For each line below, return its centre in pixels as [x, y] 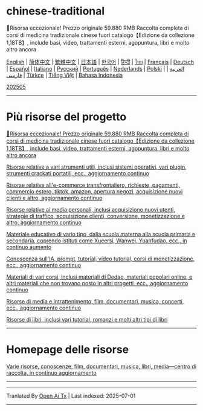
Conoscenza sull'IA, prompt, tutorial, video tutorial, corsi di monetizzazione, [101, 259]
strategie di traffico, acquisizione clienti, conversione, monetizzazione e [96, 216]
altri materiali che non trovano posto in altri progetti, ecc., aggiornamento [97, 283]
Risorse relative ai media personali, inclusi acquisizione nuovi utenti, [91, 209]
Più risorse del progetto [66, 117]
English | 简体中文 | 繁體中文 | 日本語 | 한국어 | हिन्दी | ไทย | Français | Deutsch [100, 62]
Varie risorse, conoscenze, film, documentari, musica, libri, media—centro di [101, 366]
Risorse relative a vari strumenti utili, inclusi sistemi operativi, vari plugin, [97, 167]
